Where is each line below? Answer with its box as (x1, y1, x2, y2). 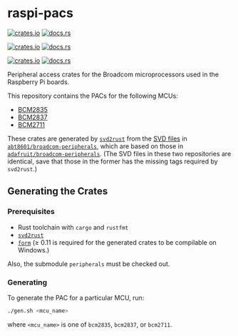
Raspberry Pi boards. (7, 77, 70, 86)
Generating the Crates (7, 185, 108, 198)
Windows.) (17, 245, 50, 254)
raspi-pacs (7, 5, 73, 21)
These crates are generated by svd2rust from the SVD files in (7, 134, 187, 143)
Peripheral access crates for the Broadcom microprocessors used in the (7, 70, 219, 78)
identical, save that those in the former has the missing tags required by (7, 157, 219, 166)
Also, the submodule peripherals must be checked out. (7, 259, 170, 268)
